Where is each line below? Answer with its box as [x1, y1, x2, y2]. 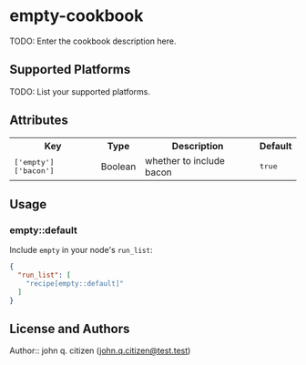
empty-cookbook [9, 5, 144, 26]
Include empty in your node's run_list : [9, 245, 153, 256]
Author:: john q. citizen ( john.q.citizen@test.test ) [9, 345, 191, 356]
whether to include [144, 154, 226, 167]
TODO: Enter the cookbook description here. [9, 35, 177, 46]
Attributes [9, 113, 68, 128]
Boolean [100, 160, 137, 173]
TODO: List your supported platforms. [9, 86, 151, 96]
